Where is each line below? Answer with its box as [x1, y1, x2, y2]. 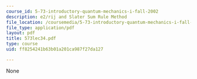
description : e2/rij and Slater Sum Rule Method [6, 14, 127, 20]
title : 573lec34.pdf [6, 35, 57, 41]
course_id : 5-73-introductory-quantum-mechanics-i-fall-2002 [6, 8, 159, 15]
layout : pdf [6, 30, 35, 36]
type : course [6, 41, 38, 47]
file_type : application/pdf [6, 24, 75, 31]
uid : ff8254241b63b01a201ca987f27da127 [6, 46, 104, 52]
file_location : [6, 19, 43, 25]
